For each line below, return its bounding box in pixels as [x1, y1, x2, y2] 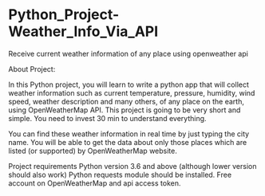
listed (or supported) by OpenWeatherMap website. [8, 146, 177, 155]
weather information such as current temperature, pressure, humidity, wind [8, 88, 255, 97]
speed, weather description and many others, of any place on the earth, [8, 96, 245, 106]
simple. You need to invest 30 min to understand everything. [8, 113, 207, 123]
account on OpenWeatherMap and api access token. [8, 178, 181, 188]
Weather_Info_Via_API [8, 22, 159, 41]
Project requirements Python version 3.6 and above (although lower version [8, 161, 257, 171]
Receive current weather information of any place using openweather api [8, 49, 249, 58]
